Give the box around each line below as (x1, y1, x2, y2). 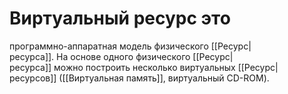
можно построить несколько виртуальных (53, 61, 236, 73)
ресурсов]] (9, 72, 57, 84)
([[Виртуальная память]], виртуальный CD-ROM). (58, 72, 270, 84)
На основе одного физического (56, 50, 191, 62)
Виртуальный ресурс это (9, 7, 231, 30)
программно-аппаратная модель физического (9, 40, 209, 52)
